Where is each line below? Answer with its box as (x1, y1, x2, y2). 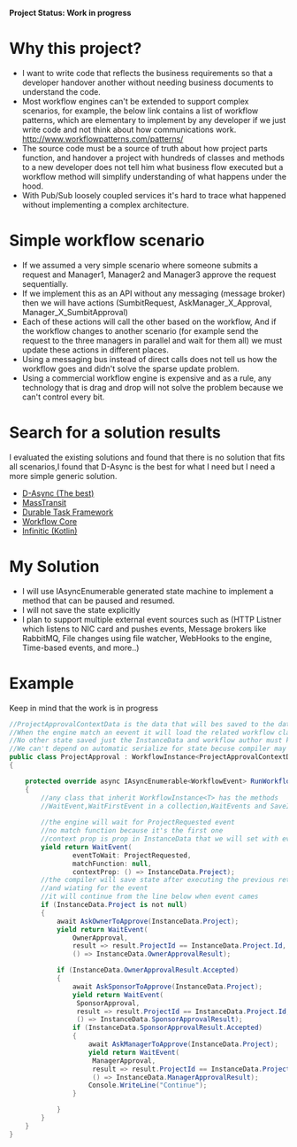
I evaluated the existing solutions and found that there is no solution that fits (9, 452, 286, 462)
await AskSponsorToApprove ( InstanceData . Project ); (72, 982, 263, 991)
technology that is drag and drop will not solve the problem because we (21, 382, 284, 392)
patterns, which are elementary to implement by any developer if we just (21, 114, 286, 125)
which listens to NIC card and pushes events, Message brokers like (21, 624, 267, 634)
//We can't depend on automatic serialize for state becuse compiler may (9, 744, 287, 754)
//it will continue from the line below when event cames (41, 892, 259, 902)
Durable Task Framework (21, 507, 114, 517)
